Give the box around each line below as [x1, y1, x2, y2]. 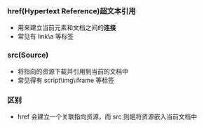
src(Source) [7, 51, 49, 60]
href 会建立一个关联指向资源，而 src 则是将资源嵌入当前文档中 [17, 112, 198, 121]
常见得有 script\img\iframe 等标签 [17, 76, 114, 84]
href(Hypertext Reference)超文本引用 [7, 6, 136, 15]
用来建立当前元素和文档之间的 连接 [17, 23, 116, 32]
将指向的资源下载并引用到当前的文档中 [17, 67, 128, 75]
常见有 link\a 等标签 [17, 32, 74, 41]
